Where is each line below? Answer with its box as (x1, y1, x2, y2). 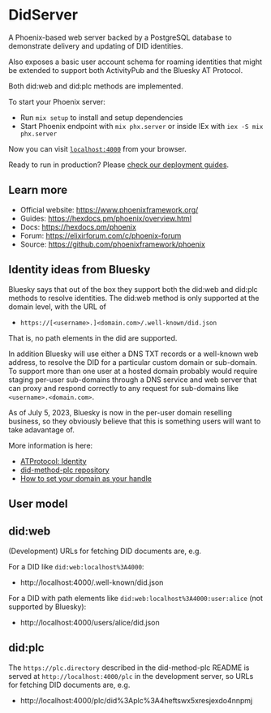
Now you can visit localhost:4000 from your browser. (8, 144, 187, 153)
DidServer (8, 6, 79, 24)
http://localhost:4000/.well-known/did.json (19, 578, 164, 587)
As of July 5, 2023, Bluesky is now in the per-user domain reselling (8, 407, 233, 417)
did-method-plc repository (19, 465, 110, 475)
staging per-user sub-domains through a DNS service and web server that (8, 375, 257, 384)
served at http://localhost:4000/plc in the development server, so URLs (8, 671, 254, 681)
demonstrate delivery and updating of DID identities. (8, 41, 183, 50)
